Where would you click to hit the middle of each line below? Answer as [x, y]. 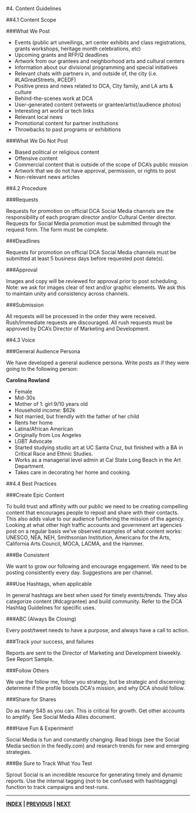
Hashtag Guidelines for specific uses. [51, 607]
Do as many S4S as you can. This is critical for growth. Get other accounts [95, 711]
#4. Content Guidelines [34, 8]
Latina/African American [44, 429]
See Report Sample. [30, 659]
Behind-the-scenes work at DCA [54, 98]
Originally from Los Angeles [48, 435]
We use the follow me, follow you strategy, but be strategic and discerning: [96, 682]
